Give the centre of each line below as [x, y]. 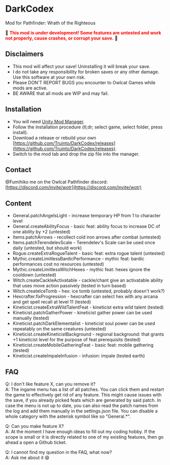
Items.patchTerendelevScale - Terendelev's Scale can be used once [84, 243]
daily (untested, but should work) [47, 248]
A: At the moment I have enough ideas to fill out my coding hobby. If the [80, 431]
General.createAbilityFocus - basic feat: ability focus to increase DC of [86, 226]
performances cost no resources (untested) [58, 264]
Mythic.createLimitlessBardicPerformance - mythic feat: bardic [78, 259]
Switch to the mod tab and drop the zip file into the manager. [76, 154]
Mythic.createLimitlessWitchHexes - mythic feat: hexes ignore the [81, 270]
